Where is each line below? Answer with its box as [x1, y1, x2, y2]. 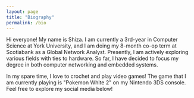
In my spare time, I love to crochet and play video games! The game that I [6, 72, 186, 80]
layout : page [6, 8, 39, 15]
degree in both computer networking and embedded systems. [6, 61, 159, 68]
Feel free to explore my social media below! [6, 86, 113, 93]
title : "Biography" [6, 14, 55, 20]
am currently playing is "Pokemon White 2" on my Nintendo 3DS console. [6, 79, 186, 86]
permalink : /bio [6, 20, 46, 26]
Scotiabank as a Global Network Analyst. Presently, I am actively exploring [6, 49, 189, 56]
